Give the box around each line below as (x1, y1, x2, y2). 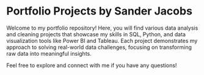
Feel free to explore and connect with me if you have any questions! (6, 62, 177, 69)
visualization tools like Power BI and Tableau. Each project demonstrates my (6, 37, 198, 44)
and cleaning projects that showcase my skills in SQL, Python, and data (6, 30, 186, 37)
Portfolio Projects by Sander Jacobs (6, 4, 192, 18)
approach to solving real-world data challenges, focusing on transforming (6, 44, 192, 51)
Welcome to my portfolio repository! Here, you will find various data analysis (6, 24, 199, 31)
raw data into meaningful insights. (6, 50, 92, 57)
